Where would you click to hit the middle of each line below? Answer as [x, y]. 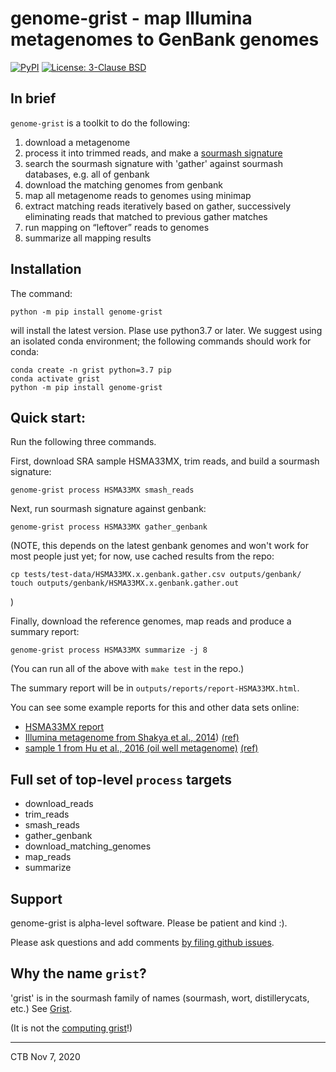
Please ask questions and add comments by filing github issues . [142, 942]
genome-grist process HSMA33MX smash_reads [102, 490]
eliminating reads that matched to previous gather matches [146, 216]
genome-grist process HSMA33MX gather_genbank [109, 527]
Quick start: [48, 417]
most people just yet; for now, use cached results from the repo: [142, 556]
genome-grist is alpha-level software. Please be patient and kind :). [149, 923]
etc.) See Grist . [41, 1008]
